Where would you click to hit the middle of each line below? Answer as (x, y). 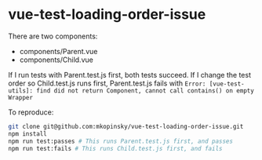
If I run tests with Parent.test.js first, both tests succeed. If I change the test (130, 75)
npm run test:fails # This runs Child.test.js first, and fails (115, 148)
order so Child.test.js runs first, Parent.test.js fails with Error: (107, 83)
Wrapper (21, 97)
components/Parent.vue (58, 51)
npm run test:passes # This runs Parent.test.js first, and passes (121, 141)
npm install (27, 134)
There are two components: (53, 36)
